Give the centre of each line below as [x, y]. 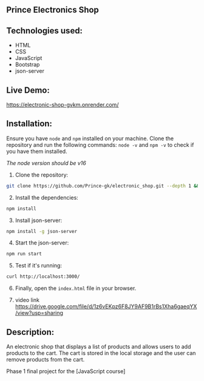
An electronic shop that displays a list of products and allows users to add [99, 347]
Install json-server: [39, 220]
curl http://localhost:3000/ [43, 277]
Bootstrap [27, 65]
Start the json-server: [42, 243]
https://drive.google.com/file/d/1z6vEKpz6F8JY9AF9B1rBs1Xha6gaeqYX [106, 306]
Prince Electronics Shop [53, 10]
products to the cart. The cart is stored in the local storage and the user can [101, 353]
